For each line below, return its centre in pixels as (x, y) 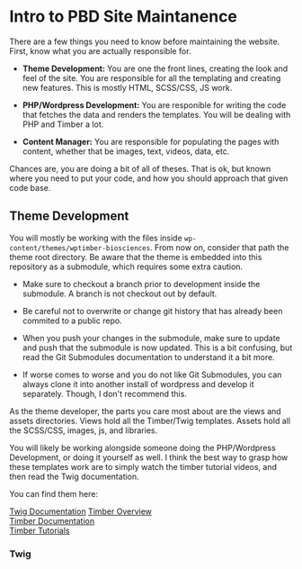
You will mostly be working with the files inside (96, 238)
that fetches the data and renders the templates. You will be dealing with (156, 114)
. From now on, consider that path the (219, 247)
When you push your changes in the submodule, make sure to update (151, 338)
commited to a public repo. (72, 321)
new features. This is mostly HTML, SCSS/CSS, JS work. (127, 87)
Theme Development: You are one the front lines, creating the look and (155, 68)
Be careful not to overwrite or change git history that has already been (152, 311)
